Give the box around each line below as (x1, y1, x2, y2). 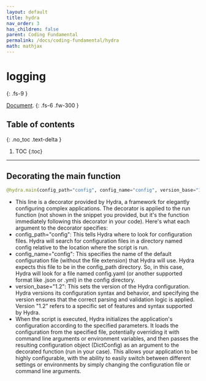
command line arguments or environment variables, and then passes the (15, 335, 199, 342)
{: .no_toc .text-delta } (6, 135, 62, 143)
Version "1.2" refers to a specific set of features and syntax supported (15, 303, 193, 310)
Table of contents (6, 119, 75, 130)
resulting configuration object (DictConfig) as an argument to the (15, 341, 180, 349)
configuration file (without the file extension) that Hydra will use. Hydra (15, 257, 194, 264)
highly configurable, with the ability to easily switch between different (15, 355, 191, 362)
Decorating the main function (6, 171, 121, 181)
